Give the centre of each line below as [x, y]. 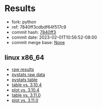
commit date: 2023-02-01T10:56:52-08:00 [54, 37]
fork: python [24, 22]
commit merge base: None [38, 42]
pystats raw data [28, 74]
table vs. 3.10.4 [27, 85]
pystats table [25, 79]
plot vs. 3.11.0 [25, 100]
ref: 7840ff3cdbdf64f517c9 [39, 27]
